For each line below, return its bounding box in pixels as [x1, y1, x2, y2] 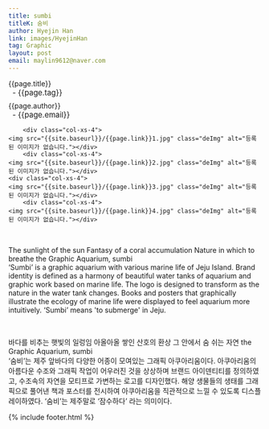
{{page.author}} [8, 101, 61, 110]
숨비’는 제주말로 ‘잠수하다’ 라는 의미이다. [47, 396, 173, 406]
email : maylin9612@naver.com [8, 57, 106, 65]
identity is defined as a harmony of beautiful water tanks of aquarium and [8, 270, 251, 280]
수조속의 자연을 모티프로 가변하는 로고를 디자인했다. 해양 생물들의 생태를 [18, 376, 244, 386]
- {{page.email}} [12, 109, 71, 120]
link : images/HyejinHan [8, 34, 88, 43]
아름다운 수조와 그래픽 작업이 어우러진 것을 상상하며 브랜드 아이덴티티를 [8, 365, 231, 375]
